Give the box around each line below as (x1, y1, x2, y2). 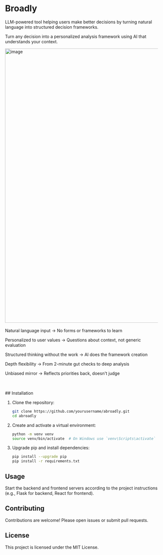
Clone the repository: (12, 399, 55, 405)
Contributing (5, 505, 45, 513)
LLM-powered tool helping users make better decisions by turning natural (5, 19, 152, 25)
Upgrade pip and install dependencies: (12, 445, 90, 451)
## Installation (5, 390, 33, 396)
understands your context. (5, 38, 58, 44)
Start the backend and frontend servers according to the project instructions (5, 485, 158, 491)
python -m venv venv (12, 432, 54, 437)
